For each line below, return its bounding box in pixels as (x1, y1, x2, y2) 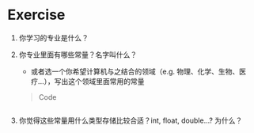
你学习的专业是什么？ (18, 32, 89, 42)
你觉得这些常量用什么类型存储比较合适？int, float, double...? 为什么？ (18, 116, 243, 125)
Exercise (7, 6, 66, 24)
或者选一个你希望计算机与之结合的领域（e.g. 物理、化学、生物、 (30, 66, 240, 76)
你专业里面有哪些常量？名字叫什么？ (18, 50, 138, 59)
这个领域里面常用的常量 (67, 76, 145, 85)
